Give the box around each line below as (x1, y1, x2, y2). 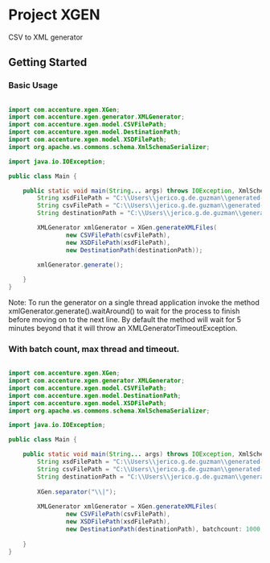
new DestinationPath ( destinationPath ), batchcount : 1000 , (65, 525, 264, 533)
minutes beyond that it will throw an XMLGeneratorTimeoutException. (8, 324, 239, 333)
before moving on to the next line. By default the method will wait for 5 (8, 315, 242, 324)
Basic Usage (8, 80, 59, 91)
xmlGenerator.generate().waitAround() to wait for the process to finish (8, 306, 240, 316)
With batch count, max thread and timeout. (8, 343, 180, 354)
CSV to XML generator (8, 32, 84, 42)
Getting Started (8, 56, 88, 69)
